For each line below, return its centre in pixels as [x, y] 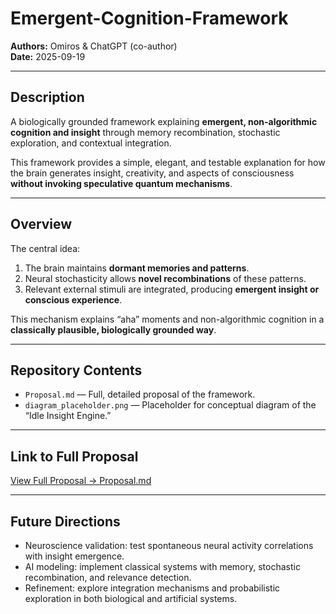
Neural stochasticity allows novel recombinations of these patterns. [165, 278]
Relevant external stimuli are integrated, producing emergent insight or [172, 289]
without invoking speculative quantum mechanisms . [121, 183]
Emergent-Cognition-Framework [149, 18]
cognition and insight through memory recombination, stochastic [145, 132]
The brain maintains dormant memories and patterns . [137, 268]
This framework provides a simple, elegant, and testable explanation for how [168, 162]
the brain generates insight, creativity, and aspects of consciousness [152, 173]
